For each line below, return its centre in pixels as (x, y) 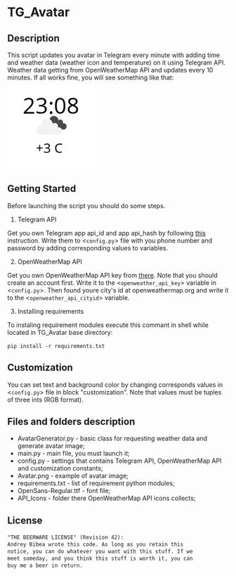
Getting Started (42, 189)
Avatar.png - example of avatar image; (73, 476)
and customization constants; (60, 468)
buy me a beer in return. (45, 566)
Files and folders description (71, 422)
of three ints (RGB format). (46, 399)
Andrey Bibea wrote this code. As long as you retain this (96, 545)
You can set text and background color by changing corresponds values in (115, 385)
